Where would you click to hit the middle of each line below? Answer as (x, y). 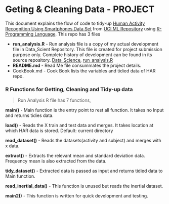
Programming (19, 34)
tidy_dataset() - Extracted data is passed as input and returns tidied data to (84, 171)
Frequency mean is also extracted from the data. (56, 161)
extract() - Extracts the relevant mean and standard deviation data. (75, 156)
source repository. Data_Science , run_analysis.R (63, 60)
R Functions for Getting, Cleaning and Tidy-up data (69, 89)
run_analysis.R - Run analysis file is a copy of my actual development (85, 44)
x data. (12, 146)
